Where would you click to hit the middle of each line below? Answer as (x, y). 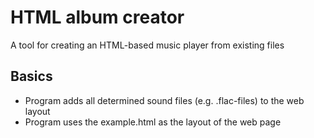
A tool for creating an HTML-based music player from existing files (147, 45)
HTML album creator (97, 17)
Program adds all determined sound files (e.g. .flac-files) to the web (164, 100)
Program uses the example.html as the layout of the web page (153, 122)
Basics (31, 76)
